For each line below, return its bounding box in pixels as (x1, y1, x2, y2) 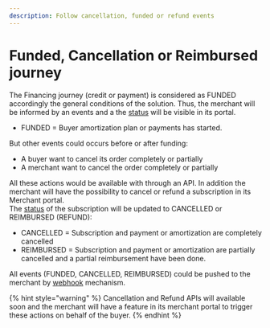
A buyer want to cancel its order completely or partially (20, 154, 203, 163)
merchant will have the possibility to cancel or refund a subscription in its (9, 187, 252, 196)
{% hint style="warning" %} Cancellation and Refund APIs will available (9, 293, 246, 302)
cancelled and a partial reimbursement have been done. (20, 253, 207, 263)
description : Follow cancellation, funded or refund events (9, 11, 215, 20)
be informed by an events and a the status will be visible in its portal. (9, 107, 236, 117)
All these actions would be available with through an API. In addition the (9, 178, 246, 187)
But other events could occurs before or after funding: (9, 138, 188, 148)
